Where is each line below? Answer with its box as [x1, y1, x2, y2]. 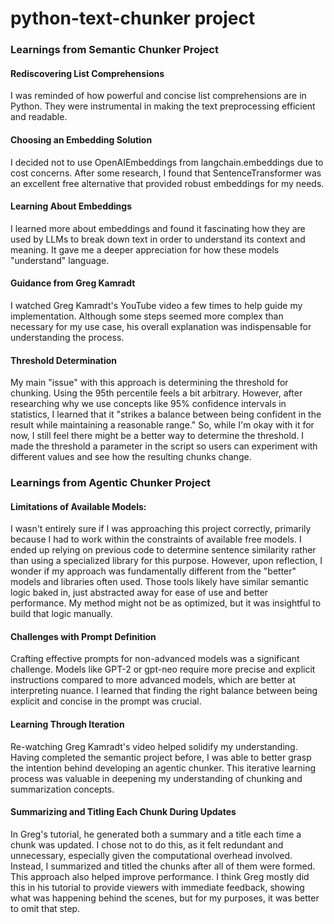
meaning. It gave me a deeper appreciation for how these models [10, 243, 280, 256]
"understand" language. [10, 254, 110, 266]
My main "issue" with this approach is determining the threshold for [10, 377, 289, 389]
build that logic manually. [10, 608, 113, 620]
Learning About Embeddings [10, 200, 133, 212]
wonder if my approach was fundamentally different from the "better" [10, 565, 297, 577]
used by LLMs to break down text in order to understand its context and [10, 233, 306, 245]
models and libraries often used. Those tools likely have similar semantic [10, 576, 309, 588]
